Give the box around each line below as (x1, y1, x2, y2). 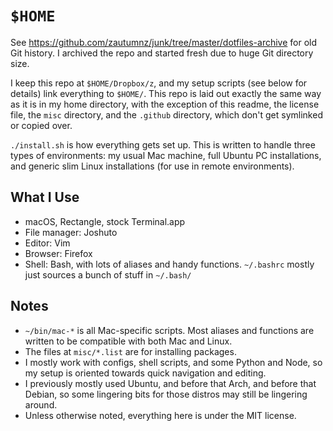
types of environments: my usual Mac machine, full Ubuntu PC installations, (10, 149, 322, 161)
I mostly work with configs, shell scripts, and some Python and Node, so (24, 356, 323, 368)
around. (24, 398, 58, 411)
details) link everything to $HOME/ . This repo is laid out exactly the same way (10, 87, 322, 99)
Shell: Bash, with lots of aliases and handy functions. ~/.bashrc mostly (24, 258, 315, 270)
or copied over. (10, 119, 73, 131)
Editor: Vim (24, 237, 71, 249)
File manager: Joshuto (24, 226, 118, 238)
